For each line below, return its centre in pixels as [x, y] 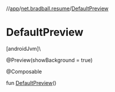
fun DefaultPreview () [31, 83]
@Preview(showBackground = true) [50, 60]
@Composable [24, 71]
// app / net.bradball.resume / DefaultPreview [57, 9]
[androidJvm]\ [24, 48]
